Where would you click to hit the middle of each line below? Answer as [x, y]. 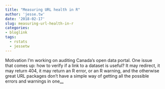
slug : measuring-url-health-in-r [39, 23]
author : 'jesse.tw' [25, 14]
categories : [17, 28]
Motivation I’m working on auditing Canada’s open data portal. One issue [79, 60]
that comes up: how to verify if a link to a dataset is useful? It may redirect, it [82, 65]
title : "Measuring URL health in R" [43, 10]
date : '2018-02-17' [25, 19]
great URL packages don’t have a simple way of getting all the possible [77, 76]
